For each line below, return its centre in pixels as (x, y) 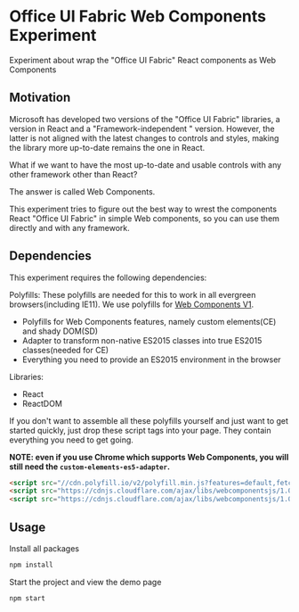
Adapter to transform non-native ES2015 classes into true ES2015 (142, 340)
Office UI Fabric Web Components (138, 17)
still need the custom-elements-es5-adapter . (90, 467)
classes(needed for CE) (65, 350)
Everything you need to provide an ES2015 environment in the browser (152, 360)
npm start (28, 598)
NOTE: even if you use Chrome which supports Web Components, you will (149, 457)
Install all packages (44, 549)
